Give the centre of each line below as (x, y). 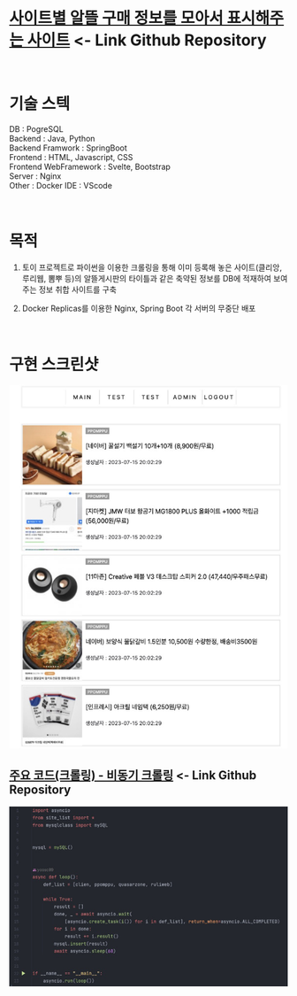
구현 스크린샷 (54, 365)
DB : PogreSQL (36, 128)
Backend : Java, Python (52, 138)
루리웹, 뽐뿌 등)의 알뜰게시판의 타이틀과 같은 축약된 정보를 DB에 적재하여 (147, 278)
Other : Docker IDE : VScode (61, 185)
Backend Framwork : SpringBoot (69, 148)
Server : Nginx (35, 176)
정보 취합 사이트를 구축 (78, 290)
